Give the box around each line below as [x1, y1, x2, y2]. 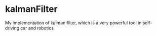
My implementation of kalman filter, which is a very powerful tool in [5, 20, 142, 26]
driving [5, 25, 20, 31]
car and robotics [20, 25, 54, 31]
